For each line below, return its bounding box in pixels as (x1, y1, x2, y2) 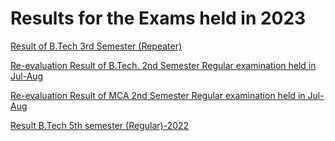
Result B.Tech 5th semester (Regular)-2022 (10, 119, 190, 131)
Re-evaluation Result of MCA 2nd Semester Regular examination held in (10, 89, 306, 101)
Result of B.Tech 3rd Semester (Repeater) (10, 40, 183, 52)
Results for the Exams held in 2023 (10, 7, 307, 30)
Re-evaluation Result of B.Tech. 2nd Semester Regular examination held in (10, 59, 317, 71)
